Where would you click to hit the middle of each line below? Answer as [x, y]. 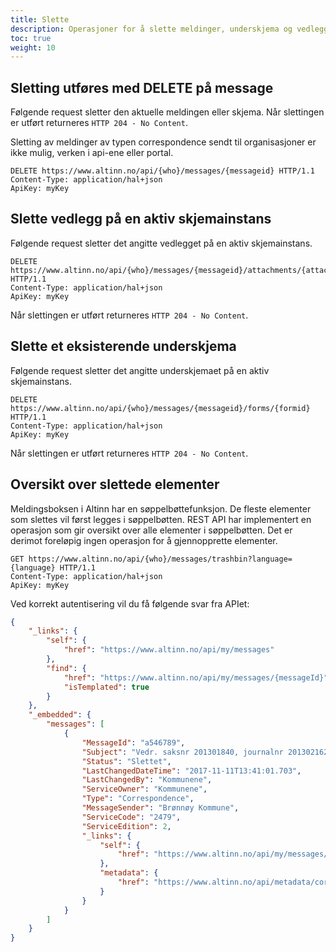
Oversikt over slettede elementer [115, 484]
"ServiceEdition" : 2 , [126, 826]
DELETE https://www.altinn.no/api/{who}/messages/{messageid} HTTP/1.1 [162, 171]
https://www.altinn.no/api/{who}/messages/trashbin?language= [160, 559]
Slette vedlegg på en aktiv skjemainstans [141, 219]
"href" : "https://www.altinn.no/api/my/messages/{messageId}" [196, 677]
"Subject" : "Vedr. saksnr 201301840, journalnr [182, 752]
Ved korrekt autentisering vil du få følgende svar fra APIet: [130, 603]
